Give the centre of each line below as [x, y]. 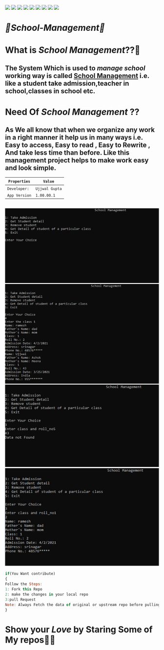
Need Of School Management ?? [72, 112]
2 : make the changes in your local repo [47, 594]
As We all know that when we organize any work [80, 130]
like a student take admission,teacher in [67, 83]
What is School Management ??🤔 [73, 50]
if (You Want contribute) [30, 574]
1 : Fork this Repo [24, 589]
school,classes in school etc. [50, 91]
